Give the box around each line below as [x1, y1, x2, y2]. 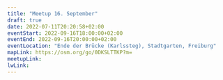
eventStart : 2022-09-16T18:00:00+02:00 [7, 29, 123, 37]
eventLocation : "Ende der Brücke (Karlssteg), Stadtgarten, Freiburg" [7, 42, 217, 49]
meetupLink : [7, 56, 42, 63]
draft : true [7, 17, 42, 24]
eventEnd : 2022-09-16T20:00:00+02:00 [7, 36, 117, 43]
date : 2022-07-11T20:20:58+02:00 [7, 23, 105, 30]
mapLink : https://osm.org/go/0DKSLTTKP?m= [7, 49, 132, 56]
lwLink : [7, 62, 30, 69]
